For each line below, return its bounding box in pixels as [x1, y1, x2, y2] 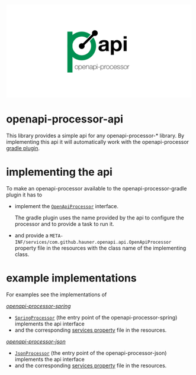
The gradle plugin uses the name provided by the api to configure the [14, 214, 185, 221]
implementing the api [6, 166, 113, 179]
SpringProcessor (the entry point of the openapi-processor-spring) [14, 313, 178, 321]
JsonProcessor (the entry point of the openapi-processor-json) [14, 349, 167, 356]
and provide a [14, 232, 49, 239]
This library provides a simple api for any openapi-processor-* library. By [6, 132, 185, 139]
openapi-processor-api [6, 112, 123, 126]
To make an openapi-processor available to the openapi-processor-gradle [6, 185, 187, 192]
